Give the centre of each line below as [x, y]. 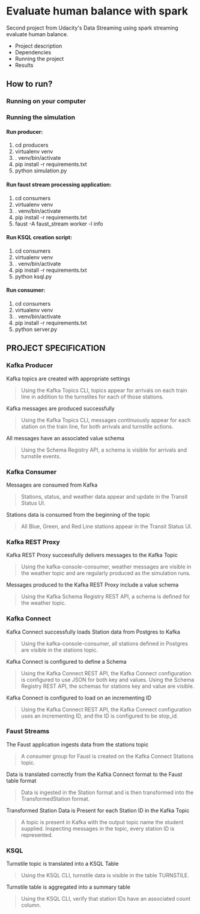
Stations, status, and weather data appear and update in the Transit [104, 496]
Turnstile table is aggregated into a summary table [68, 887]
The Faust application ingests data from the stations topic [77, 744]
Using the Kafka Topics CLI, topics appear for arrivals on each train [104, 390]
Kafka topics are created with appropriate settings [68, 379]
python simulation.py [41, 171]
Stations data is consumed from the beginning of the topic [78, 514]
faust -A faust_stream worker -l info [59, 224]
